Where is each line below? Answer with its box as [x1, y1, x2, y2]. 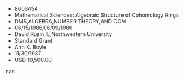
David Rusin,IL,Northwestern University [14, 31, 113, 38]
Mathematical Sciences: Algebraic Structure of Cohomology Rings [14, 11, 179, 19]
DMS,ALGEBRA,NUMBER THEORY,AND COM [14, 18, 127, 25]
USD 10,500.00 [14, 57, 52, 63]
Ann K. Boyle [14, 43, 47, 51]
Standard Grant [14, 37, 52, 44]
